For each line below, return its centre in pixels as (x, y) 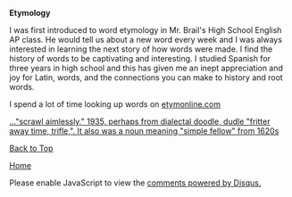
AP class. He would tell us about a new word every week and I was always (146, 40)
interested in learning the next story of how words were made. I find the (141, 49)
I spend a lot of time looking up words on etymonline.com (115, 104)
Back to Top (31, 148)
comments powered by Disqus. (204, 183)
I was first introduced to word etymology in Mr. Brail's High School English (146, 30)
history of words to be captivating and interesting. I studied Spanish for (140, 58)
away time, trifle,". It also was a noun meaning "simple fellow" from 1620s (144, 131)
